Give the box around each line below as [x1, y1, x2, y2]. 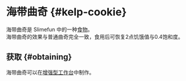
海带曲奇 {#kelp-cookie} [6, 5, 127, 19]
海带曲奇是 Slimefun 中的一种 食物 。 [6, 26, 93, 33]
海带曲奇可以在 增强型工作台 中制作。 [6, 69, 95, 76]
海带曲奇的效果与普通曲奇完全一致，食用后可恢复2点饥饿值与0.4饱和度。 [6, 33, 184, 40]
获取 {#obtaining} [6, 52, 72, 62]
